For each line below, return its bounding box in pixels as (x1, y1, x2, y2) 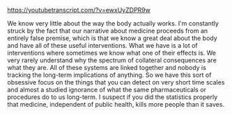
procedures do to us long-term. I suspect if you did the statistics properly (7, 93, 218, 101)
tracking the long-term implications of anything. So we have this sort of (7, 71, 212, 79)
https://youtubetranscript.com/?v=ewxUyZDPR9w (7, 6, 151, 14)
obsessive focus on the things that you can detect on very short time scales (7, 78, 225, 86)
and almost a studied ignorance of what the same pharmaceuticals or (7, 86, 207, 94)
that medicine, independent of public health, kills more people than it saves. (7, 100, 225, 108)
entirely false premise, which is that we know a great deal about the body (7, 34, 217, 42)
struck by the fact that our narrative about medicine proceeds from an (7, 27, 208, 35)
